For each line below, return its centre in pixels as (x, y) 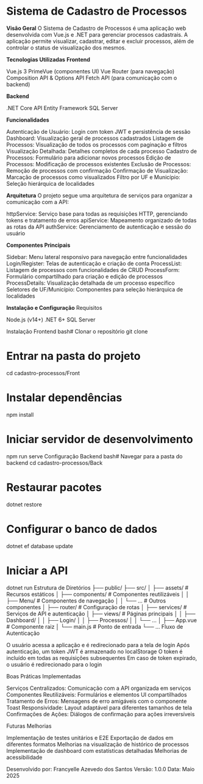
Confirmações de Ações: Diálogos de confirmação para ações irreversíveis (101, 714)
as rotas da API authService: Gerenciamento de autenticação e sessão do (99, 227)
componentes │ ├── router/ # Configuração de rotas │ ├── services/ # (97, 607)
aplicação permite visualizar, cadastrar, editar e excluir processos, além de (100, 41)
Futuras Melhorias (29, 726)
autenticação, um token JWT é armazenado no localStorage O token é (94, 651)
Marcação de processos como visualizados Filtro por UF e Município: (94, 177)
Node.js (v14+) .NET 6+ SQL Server (51, 320)
